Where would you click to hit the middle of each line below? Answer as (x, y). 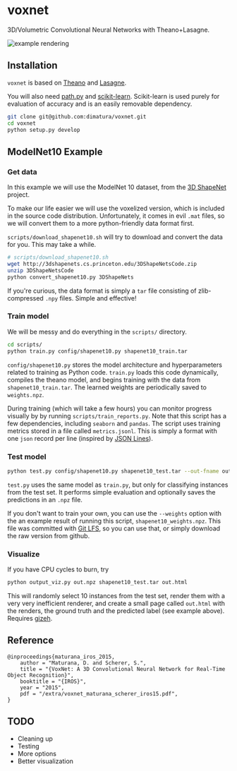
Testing (29, 746)
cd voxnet (22, 123)
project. (19, 195)
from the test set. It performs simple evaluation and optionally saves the (112, 492)
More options (37, 753)
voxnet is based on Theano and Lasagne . (67, 83)
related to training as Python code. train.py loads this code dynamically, (113, 372)
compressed (25, 298)
